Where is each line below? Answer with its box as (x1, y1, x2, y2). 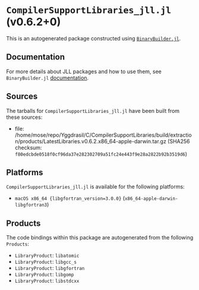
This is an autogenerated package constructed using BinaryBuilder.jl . (6, 34, 181, 42)
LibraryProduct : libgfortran (14, 264, 85, 272)
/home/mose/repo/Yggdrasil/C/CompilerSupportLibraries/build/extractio (14, 131, 192, 138)
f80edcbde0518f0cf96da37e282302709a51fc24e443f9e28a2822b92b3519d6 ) (14, 150, 188, 157)
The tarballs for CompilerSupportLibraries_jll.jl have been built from (6, 107, 180, 114)
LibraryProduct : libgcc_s (14, 258, 77, 266)
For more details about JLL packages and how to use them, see (6, 68, 162, 75)
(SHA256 (167, 137, 190, 144)
